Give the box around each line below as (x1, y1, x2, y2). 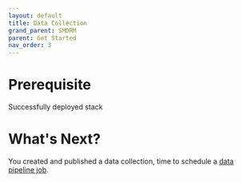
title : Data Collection (8, 19, 88, 27)
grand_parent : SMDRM (8, 26, 77, 34)
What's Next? (8, 130, 101, 148)
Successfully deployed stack (8, 102, 103, 112)
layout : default (8, 11, 62, 20)
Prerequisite (8, 76, 92, 94)
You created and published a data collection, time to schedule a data (8, 156, 234, 166)
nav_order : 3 (8, 42, 52, 49)
